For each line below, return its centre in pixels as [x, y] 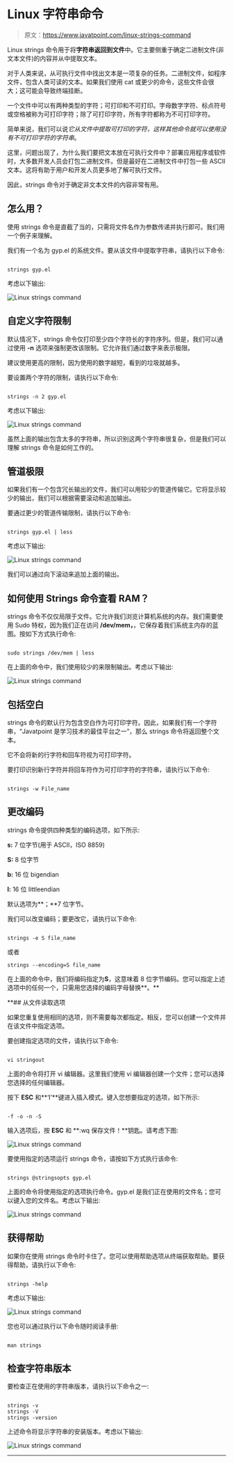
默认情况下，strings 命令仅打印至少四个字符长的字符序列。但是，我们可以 [112, 339]
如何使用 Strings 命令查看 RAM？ [78, 598]
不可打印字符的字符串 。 [47, 137]
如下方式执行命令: [51, 634]
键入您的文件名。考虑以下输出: [57, 1200]
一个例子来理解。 [32, 235]
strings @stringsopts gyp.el [49, 1178]
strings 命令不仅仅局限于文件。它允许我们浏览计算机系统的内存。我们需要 [112, 616]
